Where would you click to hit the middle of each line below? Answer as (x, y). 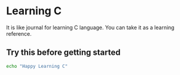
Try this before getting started (63, 53)
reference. (19, 33)
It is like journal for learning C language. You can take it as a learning (90, 27)
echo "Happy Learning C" (37, 66)
